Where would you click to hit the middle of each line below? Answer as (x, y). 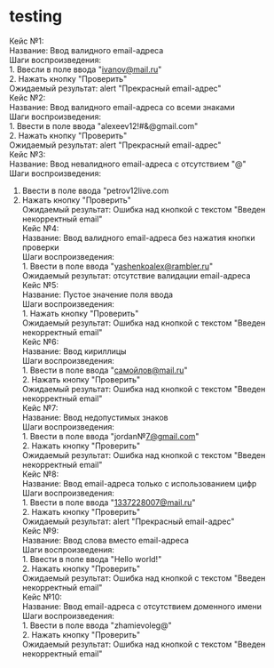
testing (36, 16)
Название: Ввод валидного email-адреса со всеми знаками (122, 107)
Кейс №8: (40, 474)
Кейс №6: (40, 342)
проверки (40, 247)
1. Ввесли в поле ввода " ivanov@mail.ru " (86, 69)
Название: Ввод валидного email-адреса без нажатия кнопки (138, 237)
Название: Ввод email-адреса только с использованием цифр (139, 483)
